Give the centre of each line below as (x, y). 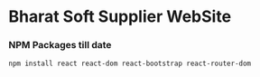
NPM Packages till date (60, 45)
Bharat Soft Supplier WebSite (120, 17)
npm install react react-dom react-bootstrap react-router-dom (130, 64)
